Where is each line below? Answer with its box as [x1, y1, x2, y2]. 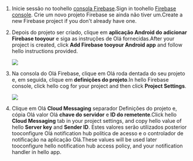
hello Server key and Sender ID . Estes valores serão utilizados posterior [11, 123, 187, 130]
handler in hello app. [11, 149, 62, 155]
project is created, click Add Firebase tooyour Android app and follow [11, 41, 182, 48]
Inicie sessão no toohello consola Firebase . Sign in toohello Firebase [11, 5, 177, 12]
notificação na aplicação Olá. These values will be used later [11, 136, 157, 143]
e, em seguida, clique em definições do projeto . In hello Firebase [11, 76, 169, 83]
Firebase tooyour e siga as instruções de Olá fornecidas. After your [11, 35, 175, 42]
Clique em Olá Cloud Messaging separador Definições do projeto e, [11, 105, 178, 112]
